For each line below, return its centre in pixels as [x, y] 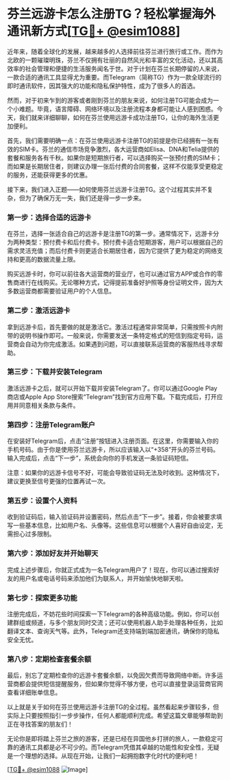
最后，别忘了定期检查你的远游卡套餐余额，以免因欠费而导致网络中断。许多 [112, 675]
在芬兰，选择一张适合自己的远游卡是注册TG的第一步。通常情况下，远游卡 [110, 234]
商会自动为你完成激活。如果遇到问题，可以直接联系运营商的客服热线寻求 [115, 344]
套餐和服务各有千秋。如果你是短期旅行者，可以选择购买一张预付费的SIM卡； [115, 158]
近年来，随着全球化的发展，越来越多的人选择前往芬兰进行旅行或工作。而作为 [115, 51]
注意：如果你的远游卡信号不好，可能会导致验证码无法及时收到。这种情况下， [115, 473]
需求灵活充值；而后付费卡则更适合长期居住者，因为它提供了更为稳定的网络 [112, 251]
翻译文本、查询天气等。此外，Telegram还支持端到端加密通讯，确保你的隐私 [113, 631]
